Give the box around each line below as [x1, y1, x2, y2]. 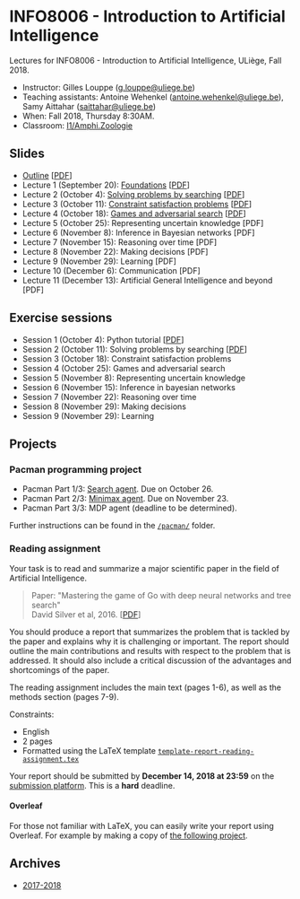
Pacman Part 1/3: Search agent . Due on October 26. [21, 484, 214, 494]
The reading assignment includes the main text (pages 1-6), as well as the [9, 682, 282, 693]
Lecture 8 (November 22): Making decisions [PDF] [21, 246, 209, 257]
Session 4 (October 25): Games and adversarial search [21, 362, 226, 373]
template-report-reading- [158, 746, 255, 755]
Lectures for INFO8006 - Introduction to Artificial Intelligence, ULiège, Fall [9, 55, 282, 65]
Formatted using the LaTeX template [21, 745, 157, 755]
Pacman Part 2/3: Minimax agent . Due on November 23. [21, 493, 229, 504]
